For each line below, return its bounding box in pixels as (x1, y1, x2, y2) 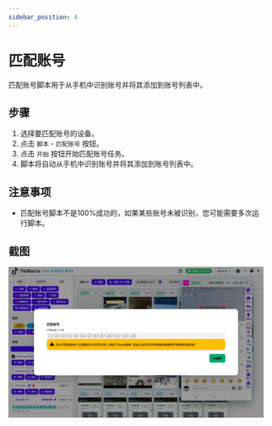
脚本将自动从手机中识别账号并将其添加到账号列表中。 (19, 159, 198, 169)
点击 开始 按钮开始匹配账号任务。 (19, 149, 130, 159)
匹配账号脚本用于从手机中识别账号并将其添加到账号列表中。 (8, 79, 207, 89)
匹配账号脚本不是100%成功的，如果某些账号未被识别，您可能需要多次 (19, 208, 253, 218)
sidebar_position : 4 (8, 13, 79, 21)
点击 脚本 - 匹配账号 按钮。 (19, 138, 104, 149)
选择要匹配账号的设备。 (19, 129, 99, 138)
